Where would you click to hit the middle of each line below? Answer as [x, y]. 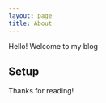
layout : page [30, 16]
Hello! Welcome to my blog [53, 46]
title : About [30, 23]
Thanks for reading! [41, 91]
